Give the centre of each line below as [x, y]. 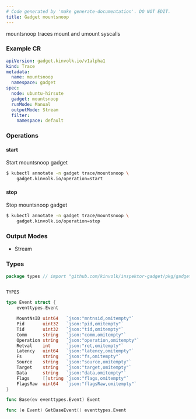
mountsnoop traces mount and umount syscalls [63, 33]
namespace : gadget [34, 83]
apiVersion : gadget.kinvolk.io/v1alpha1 [56, 61]
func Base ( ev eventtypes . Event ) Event [53, 400]
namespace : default [40, 121]
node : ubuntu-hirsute [38, 94]
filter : [21, 115]
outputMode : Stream [35, 110]
